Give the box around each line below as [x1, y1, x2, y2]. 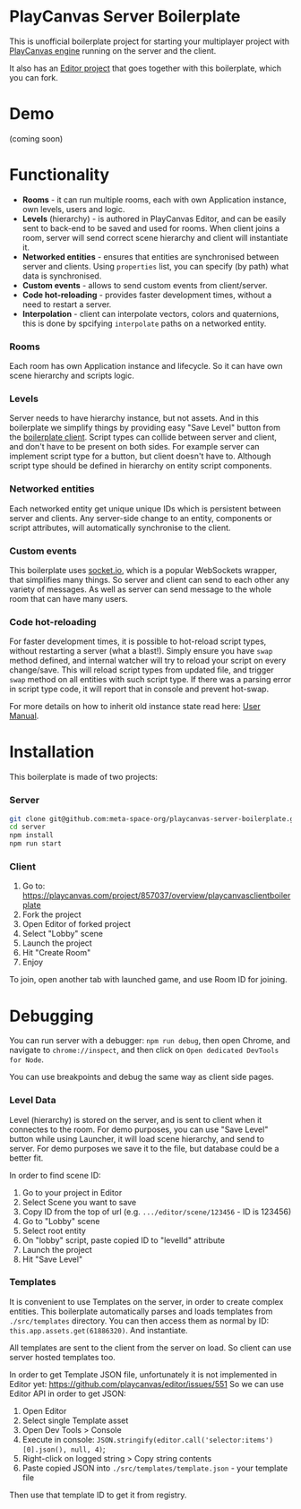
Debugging [9, 1006, 94, 1026]
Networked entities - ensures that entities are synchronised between [21, 251, 279, 262]
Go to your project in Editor [21, 1187, 123, 1197]
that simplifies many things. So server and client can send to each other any [9, 575, 289, 585]
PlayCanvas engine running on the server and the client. [9, 45, 217, 56]
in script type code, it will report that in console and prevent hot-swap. [9, 683, 270, 695]
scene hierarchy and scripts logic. [9, 370, 134, 382]
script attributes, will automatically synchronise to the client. [9, 522, 231, 533]
